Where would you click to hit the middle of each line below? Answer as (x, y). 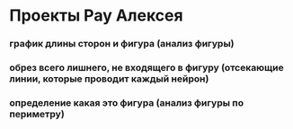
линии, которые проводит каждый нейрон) (109, 79)
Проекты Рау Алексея (96, 16)
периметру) (37, 114)
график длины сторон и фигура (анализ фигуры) (122, 44)
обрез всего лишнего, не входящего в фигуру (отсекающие (147, 68)
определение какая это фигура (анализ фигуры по (127, 102)
